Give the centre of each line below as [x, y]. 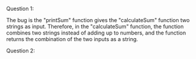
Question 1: [20, 9]
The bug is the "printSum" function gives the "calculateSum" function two [98, 20]
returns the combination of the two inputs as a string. [72, 39]
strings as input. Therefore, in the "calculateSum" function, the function [95, 27]
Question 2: [21, 51]
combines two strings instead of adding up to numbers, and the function [96, 33]
